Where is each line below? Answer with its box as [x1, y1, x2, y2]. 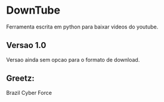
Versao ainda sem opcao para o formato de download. [6, 56, 140, 63]
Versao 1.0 [6, 40, 47, 50]
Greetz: [6, 74, 35, 84]
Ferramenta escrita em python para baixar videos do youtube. [6, 23, 159, 30]
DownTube [6, 4, 61, 17]
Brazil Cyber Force [6, 89, 52, 96]
